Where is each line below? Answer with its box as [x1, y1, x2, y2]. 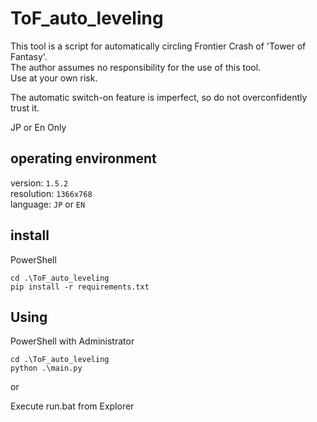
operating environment [10, 150, 157, 167]
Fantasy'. [10, 50, 48, 62]
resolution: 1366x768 [10, 187, 93, 199]
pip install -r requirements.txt [10, 282, 150, 292]
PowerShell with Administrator [10, 335, 135, 347]
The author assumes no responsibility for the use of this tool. [10, 61, 262, 73]
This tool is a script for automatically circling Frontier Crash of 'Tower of [10, 40, 307, 52]
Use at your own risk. [10, 72, 98, 84]
